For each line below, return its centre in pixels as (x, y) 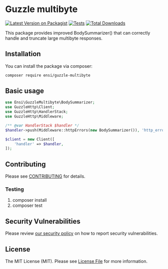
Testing (14, 189)
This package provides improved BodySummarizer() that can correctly (78, 33)
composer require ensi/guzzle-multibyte (48, 75)
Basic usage (24, 91)
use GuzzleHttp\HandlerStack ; (37, 112)
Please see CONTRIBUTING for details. (45, 176)
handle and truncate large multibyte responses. (54, 38)
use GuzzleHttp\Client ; (30, 107)
